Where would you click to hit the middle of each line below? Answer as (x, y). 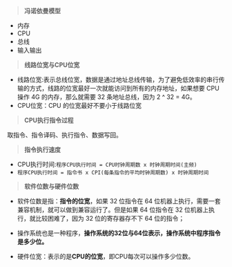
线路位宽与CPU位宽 (52, 65)
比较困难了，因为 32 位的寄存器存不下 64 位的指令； (110, 218)
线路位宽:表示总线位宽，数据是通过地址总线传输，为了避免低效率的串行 (118, 80)
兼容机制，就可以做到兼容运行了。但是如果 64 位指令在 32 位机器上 (113, 210)
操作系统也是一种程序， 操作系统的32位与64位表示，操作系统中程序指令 (119, 233)
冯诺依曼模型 (42, 11)
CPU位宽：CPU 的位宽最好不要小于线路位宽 (79, 105)
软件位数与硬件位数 (51, 186)
